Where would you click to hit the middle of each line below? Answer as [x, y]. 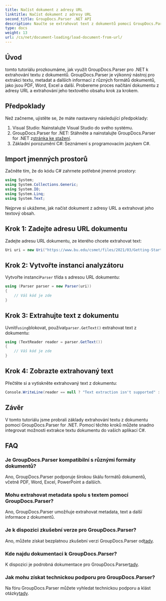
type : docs [16, 28]
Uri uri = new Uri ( [25, 250]
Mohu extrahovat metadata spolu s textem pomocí [67, 495]
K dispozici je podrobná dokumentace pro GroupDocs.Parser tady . [72, 565]
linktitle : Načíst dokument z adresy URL [48, 14]
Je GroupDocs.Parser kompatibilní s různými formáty [70, 460]
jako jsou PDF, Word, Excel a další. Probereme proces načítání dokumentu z [82, 85]
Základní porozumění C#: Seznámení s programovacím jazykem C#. [81, 143]
